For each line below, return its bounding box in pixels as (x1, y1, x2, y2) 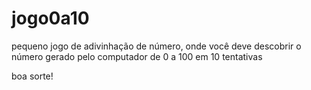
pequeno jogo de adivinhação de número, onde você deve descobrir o (11, 40, 302, 52)
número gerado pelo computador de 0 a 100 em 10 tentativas (11, 50, 263, 62)
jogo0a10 (11, 7, 90, 30)
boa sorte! (11, 70, 54, 82)
